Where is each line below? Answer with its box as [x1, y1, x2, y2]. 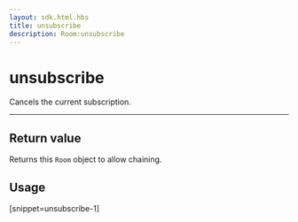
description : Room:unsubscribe [9, 29, 125, 38]
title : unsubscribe [9, 21, 82, 30]
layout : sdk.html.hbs [9, 12, 90, 22]
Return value [9, 130, 82, 146]
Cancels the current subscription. [9, 96, 131, 107]
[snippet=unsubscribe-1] [9, 203, 100, 213]
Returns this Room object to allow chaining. [9, 154, 162, 165]
